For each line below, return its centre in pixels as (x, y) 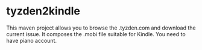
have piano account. (32, 40)
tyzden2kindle (43, 11)
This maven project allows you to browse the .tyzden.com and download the (101, 28)
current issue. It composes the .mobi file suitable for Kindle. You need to (96, 34)
